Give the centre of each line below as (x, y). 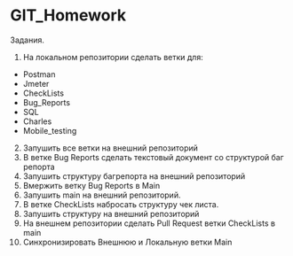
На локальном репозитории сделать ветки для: (113, 57)
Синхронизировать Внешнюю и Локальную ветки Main (127, 242)
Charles (37, 121)
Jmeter (36, 83)
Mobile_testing (50, 130)
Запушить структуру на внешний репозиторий (111, 213)
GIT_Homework (68, 16)
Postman (39, 74)
